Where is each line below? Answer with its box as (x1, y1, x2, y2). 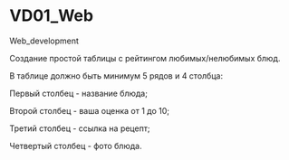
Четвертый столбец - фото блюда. (9, 140, 142, 151)
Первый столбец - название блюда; (9, 88, 148, 99)
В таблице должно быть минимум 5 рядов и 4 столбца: (9, 70, 224, 81)
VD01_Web (9, 5, 93, 26)
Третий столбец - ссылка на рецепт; (9, 123, 150, 134)
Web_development (9, 35, 80, 46)
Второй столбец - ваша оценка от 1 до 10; (9, 105, 170, 116)
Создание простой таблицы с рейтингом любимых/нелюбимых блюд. (9, 52, 281, 63)
